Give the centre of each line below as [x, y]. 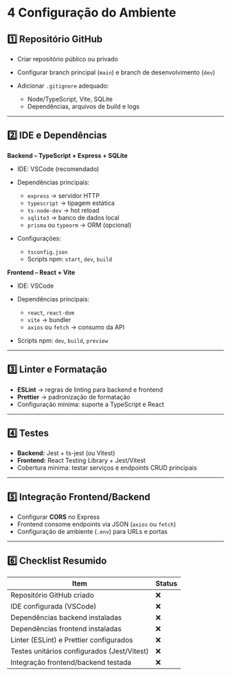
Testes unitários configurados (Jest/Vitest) [80, 651]
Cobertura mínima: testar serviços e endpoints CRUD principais [107, 468]
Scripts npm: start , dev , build [69, 259]
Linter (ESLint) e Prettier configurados [72, 640]
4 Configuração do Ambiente [92, 13]
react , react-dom [51, 312]
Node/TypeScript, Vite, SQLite [70, 99]
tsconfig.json [47, 252]
